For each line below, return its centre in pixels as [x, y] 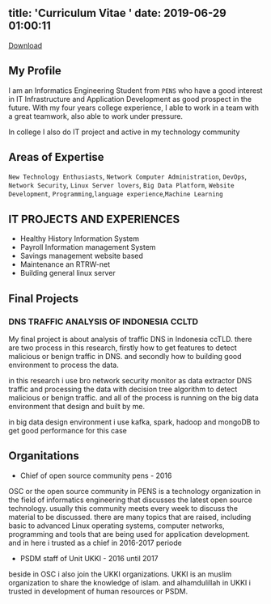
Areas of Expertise [56, 157]
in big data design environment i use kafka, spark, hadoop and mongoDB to [134, 422]
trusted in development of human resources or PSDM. [98, 591]
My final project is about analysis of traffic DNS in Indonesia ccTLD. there [130, 339]
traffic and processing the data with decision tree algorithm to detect [123, 389]
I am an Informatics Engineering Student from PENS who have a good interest [135, 90]
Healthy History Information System [80, 239]
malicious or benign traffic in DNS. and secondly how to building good [125, 356]
